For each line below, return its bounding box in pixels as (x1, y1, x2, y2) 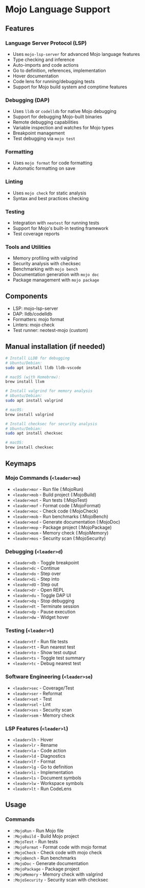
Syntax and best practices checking (12, 195, 89, 201)
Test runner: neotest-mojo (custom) (12, 327, 89, 333)
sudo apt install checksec (5, 431, 63, 436)
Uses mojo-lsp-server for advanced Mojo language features (12, 51, 140, 57)
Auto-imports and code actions (12, 62, 79, 68)
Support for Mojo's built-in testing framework (12, 225, 109, 231)
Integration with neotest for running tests (12, 220, 99, 226)
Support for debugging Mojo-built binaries (12, 114, 102, 120)
